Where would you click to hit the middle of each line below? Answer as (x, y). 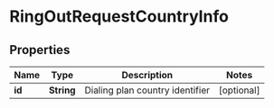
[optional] (239, 90)
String (62, 90)
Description (147, 75)
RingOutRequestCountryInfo (119, 17)
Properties (40, 50)
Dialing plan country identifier (147, 90)
